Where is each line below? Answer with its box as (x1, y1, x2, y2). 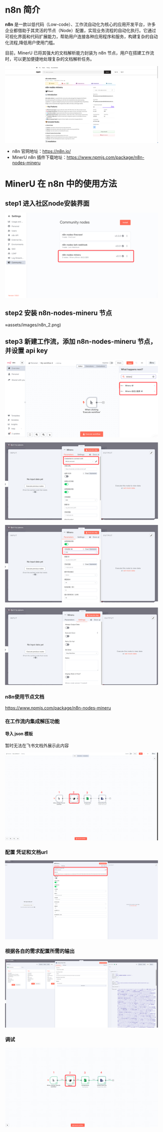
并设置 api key (5, 346, 48, 355)
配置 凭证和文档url (5, 848, 48, 855)
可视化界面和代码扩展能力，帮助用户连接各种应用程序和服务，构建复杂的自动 (5, 34, 158, 39)
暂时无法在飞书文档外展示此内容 (5, 743, 69, 748)
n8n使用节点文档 (5, 693, 45, 700)
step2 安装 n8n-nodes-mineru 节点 (5, 309, 113, 317)
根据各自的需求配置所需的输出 (5, 947, 75, 954)
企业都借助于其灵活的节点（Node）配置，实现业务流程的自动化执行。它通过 (5, 27, 156, 33)
